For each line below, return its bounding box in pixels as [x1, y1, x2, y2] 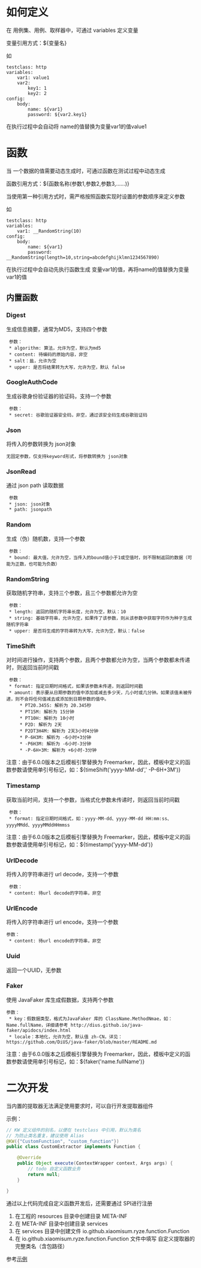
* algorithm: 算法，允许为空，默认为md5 [8, 345, 101, 351]
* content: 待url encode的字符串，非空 [8, 938, 101, 944]
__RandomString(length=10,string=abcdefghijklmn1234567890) [6, 254, 160, 261]
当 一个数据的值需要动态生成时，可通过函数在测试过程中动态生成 [6, 167, 166, 175]
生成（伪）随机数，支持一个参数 [6, 535, 85, 542]
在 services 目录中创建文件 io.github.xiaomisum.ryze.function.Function [14, 1227, 190, 1234]
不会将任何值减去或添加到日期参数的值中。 [19, 696, 109, 702]
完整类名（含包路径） [14, 1242, 68, 1249]
